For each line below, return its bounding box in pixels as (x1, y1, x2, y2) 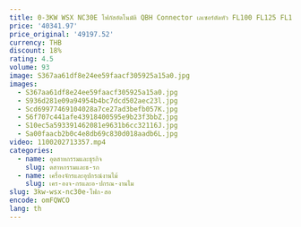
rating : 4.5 (9, 55, 54, 63)
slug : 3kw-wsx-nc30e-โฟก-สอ (9, 188, 112, 197)
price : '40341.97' (9, 21, 78, 30)
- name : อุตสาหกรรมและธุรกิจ (17, 154, 103, 164)
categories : (9, 146, 54, 155)
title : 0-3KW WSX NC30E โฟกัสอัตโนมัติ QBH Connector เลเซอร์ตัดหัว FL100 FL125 (9, 13, 277, 22)
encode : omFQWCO (9, 196, 70, 206)
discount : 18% (9, 46, 63, 55)
